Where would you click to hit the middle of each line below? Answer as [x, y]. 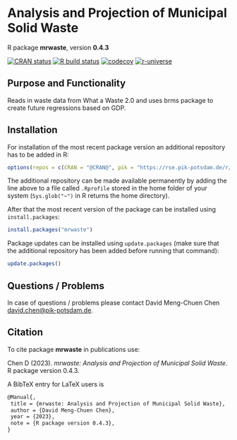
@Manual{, [22, 397]
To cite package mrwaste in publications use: [74, 349]
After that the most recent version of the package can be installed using [112, 209]
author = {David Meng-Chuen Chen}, [62, 410]
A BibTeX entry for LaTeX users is [56, 384]
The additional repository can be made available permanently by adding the [117, 181]
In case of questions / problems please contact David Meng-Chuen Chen [114, 302]
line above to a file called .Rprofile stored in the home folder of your [107, 188]
